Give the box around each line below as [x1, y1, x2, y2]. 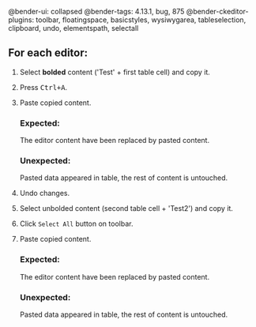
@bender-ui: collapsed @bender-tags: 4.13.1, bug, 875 [8, 7, 185, 16]
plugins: [8, 15, 34, 24]
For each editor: [8, 47, 88, 60]
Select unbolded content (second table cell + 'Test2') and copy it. [19, 204, 233, 213]
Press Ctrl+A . [19, 82, 68, 92]
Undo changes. [19, 189, 70, 198]
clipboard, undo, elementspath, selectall [8, 24, 139, 32]
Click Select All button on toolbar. [19, 219, 134, 228]
